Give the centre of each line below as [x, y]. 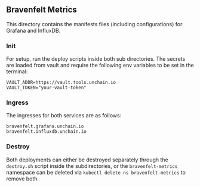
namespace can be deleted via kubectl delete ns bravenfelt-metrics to [96, 172]
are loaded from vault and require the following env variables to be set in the [100, 66]
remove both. [23, 179]
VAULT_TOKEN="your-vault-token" [46, 88]
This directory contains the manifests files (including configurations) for [94, 24]
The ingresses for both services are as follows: [64, 116]
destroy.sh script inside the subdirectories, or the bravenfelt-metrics [92, 166]
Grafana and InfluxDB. [33, 30]
